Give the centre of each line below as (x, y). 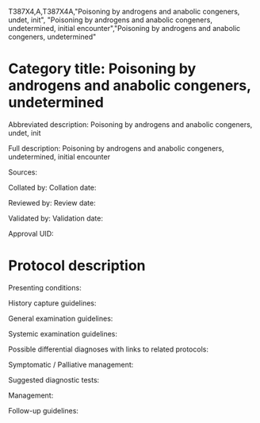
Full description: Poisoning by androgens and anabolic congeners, (116, 148)
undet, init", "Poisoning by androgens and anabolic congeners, (110, 20)
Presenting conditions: (45, 287)
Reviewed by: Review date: (52, 202)
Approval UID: (31, 233)
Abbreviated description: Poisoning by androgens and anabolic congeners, (130, 124)
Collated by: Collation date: (52, 187)
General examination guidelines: (61, 318)
